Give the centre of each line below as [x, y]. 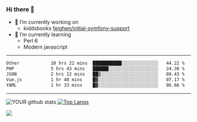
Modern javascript [45, 47]
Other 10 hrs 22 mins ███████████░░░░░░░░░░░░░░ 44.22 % [95, 63]
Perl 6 [30, 41]
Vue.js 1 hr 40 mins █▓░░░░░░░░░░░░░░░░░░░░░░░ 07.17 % [95, 79]
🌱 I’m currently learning [43, 35]
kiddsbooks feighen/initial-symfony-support [77, 28]
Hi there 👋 [21, 9]
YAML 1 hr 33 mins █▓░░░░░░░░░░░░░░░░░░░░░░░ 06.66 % [95, 85]
